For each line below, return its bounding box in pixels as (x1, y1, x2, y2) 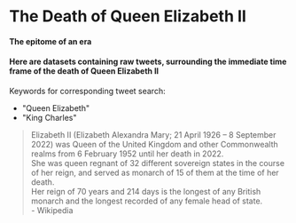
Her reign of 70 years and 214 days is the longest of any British (30, 186, 261, 196)
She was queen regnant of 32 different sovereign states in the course (30, 157, 285, 168)
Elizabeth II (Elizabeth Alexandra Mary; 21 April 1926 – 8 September (30, 129, 277, 139)
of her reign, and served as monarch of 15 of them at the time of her (30, 167, 279, 178)
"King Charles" (21, 112, 77, 123)
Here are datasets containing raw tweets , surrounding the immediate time (9, 56, 287, 68)
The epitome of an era (9, 36, 92, 46)
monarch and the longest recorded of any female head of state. (30, 195, 263, 206)
